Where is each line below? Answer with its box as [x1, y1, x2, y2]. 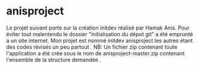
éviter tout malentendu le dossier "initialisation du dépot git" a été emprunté [6, 30, 194, 37]
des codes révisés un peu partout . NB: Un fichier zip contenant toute [6, 43, 178, 51]
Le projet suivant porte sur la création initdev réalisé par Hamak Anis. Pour [6, 24, 190, 31]
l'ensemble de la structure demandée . [6, 56, 102, 63]
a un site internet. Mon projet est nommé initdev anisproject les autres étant [6, 37, 193, 44]
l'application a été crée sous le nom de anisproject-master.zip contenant [6, 49, 185, 57]
